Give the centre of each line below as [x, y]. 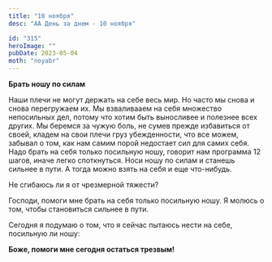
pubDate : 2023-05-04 [43, 54]
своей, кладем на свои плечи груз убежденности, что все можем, [124, 134]
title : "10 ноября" [41, 16]
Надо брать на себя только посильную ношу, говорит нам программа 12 [135, 152]
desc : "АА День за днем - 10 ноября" [72, 24]
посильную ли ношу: [44, 234]
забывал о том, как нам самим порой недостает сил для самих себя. [129, 143]
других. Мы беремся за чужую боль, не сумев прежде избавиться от [129, 126]
